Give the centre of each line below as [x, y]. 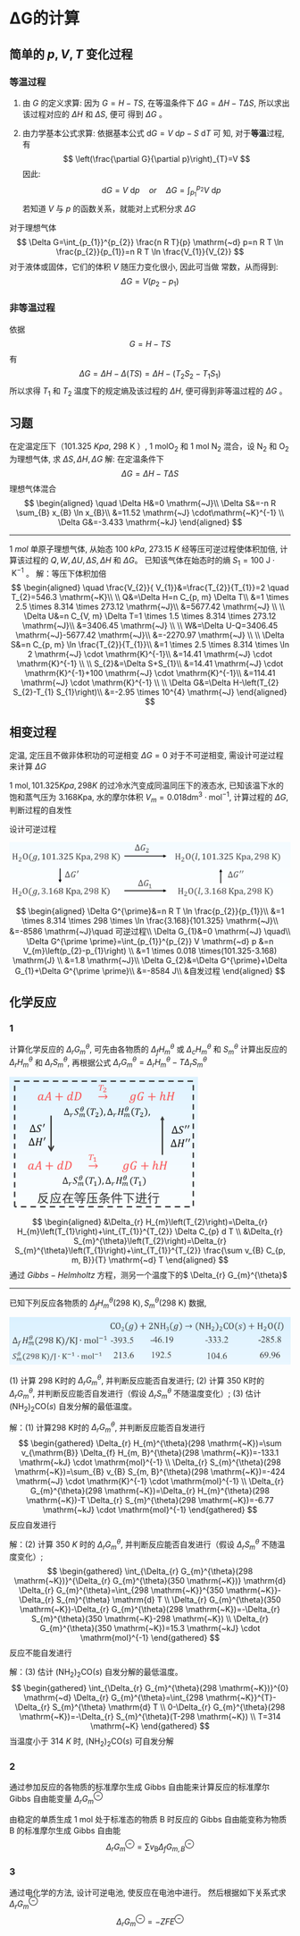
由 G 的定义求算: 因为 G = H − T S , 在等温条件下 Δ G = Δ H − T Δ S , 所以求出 [156, 103]
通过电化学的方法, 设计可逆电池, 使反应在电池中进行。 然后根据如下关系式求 [148, 1892]
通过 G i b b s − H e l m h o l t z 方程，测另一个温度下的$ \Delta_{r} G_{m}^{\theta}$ [149, 1275]
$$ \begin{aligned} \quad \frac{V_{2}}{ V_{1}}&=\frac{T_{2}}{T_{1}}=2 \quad [150, 588]
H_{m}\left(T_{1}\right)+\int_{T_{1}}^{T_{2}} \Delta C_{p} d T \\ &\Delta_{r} [150, 1231]
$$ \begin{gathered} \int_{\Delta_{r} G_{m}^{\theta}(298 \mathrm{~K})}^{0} [150, 1688]
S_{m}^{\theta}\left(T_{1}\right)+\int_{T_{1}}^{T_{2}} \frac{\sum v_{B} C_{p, [150, 1251]
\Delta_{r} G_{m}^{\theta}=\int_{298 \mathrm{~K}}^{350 [121, 1590]
